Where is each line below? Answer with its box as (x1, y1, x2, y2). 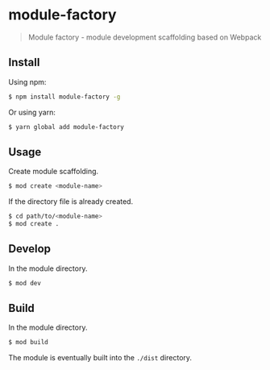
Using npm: (8, 77, 47, 86)
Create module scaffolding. (8, 167, 99, 177)
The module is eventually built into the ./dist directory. (8, 353, 192, 363)
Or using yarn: (8, 107, 56, 117)
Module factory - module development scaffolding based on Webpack (27, 32, 262, 42)
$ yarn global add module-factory (8, 123, 125, 131)
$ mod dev (8, 279, 42, 287)
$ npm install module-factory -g (8, 93, 121, 101)
